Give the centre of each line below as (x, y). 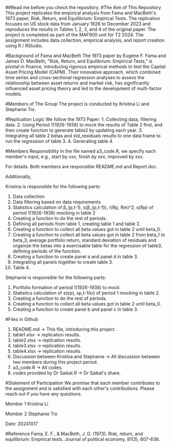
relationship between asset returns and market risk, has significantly (77, 83)
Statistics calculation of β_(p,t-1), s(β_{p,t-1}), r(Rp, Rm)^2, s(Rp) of (83, 207)
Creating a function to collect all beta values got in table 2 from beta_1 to (89, 235)
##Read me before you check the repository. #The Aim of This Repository (83, 7)
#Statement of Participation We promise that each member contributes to (83, 383)
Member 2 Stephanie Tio (31, 414)
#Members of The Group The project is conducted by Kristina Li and (77, 104)
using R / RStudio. (24, 46)
